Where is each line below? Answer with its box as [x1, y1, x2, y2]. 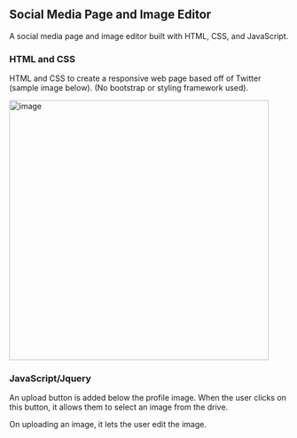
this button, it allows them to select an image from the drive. [9, 402, 229, 412]
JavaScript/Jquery [9, 372, 91, 385]
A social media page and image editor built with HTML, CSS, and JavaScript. [9, 30, 289, 41]
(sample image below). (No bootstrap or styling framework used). [9, 83, 249, 93]
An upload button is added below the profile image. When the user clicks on [9, 393, 286, 403]
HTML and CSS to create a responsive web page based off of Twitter [9, 73, 262, 84]
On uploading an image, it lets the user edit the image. [9, 419, 207, 430]
